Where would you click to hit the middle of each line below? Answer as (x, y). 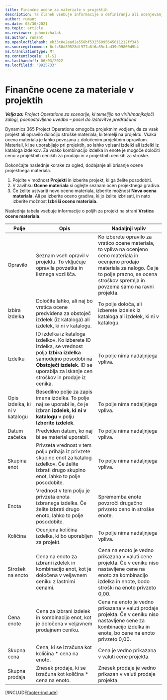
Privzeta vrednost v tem (64, 445)
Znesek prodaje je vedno (127, 668)
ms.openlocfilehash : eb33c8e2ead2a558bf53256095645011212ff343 (72, 42)
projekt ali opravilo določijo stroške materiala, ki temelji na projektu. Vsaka (81, 134)
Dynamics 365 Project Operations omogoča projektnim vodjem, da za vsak (82, 129)
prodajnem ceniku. (58, 630)
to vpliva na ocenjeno (123, 249)
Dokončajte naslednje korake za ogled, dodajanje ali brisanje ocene (74, 165)
